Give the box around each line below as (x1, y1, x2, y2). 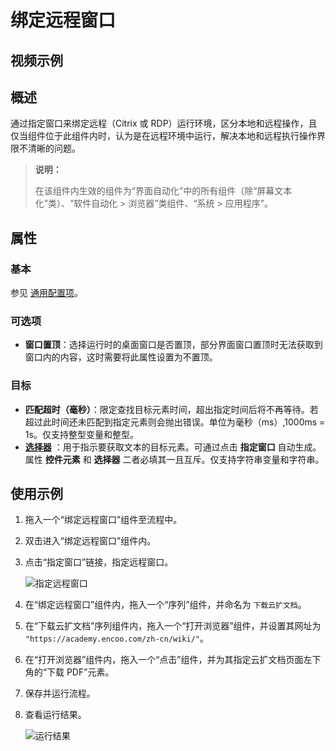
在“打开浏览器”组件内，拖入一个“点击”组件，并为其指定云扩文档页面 (24, 654, 304, 666)
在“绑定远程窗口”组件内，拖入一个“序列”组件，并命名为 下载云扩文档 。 (24, 599, 307, 611)
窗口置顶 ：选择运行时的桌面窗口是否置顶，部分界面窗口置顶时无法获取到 (24, 339, 323, 351)
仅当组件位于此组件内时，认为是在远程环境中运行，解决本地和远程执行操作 (10, 130, 317, 142)
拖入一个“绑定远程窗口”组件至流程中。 (24, 514, 183, 526)
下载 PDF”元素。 (46, 666, 115, 678)
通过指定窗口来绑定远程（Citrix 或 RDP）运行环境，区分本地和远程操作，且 (10, 117, 318, 130)
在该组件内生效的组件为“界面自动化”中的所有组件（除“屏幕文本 (34, 185, 293, 197)
